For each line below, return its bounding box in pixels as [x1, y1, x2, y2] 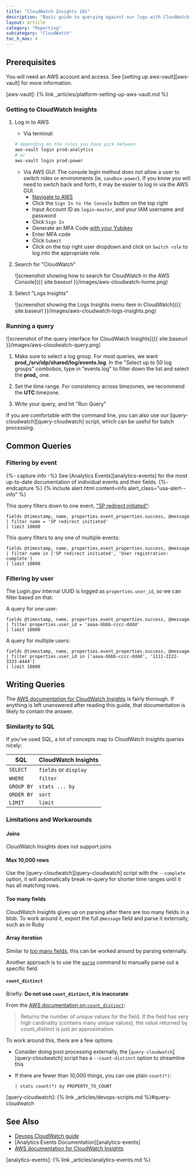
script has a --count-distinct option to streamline [64, 1054, 185, 1061]
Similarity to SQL [6, 722, 55, 730]
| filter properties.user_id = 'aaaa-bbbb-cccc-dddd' [6, 621, 140, 627]
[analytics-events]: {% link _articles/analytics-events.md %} [6, 1156, 151, 1163]
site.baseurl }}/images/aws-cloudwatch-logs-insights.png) [14, 307, 157, 314]
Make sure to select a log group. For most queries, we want [14, 352, 158, 359]
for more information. [21, 79, 73, 86]
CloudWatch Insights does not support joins [6, 843, 112, 850]
